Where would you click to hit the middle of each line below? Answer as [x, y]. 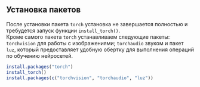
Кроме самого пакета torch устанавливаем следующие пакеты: [88, 37]
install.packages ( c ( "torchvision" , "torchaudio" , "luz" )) [80, 78]
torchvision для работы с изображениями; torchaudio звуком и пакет [95, 43]
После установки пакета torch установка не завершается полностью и [97, 24]
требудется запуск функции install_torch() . [63, 30]
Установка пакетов [44, 10]
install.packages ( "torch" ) [40, 67]
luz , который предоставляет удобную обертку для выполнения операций [100, 49]
